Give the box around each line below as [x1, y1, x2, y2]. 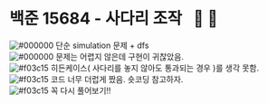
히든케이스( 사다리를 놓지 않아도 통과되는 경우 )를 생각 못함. [51, 62, 260, 73]
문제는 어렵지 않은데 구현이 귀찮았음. [55, 51, 184, 61]
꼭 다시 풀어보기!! [51, 85, 111, 96]
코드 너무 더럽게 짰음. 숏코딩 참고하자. [51, 73, 184, 84]
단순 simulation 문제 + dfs [55, 40, 149, 51]
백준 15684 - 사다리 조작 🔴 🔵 [9, 8, 219, 29]
